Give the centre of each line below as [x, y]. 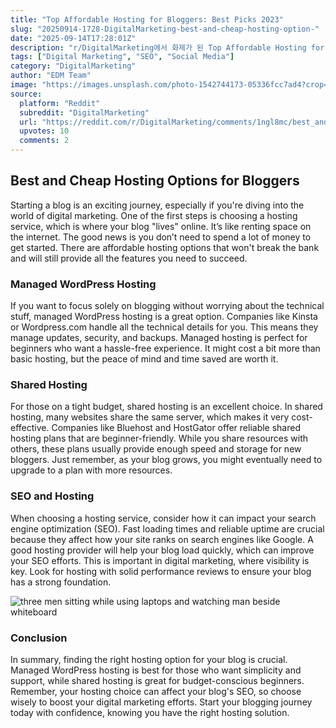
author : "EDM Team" [51, 76]
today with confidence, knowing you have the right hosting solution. [150, 712]
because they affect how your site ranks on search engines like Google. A [162, 539]
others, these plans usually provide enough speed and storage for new [156, 449]
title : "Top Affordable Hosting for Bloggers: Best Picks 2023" [147, 19]
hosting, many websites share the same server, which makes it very [150, 417]
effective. [30, 428]
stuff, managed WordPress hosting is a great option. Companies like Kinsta [164, 317]
